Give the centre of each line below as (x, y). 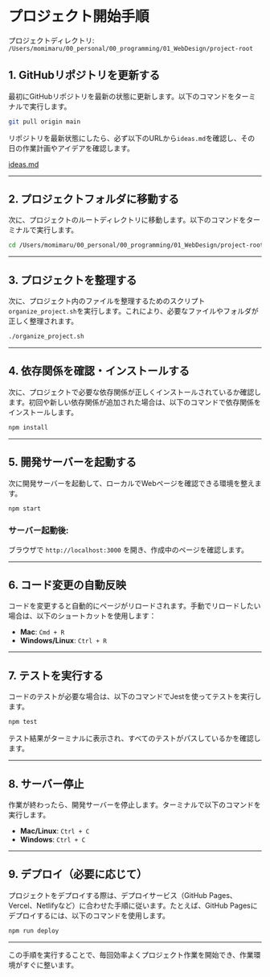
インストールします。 (43, 412)
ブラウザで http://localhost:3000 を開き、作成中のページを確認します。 (129, 550)
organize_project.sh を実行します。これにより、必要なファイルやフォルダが (133, 311)
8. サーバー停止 (46, 784)
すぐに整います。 (50, 965)
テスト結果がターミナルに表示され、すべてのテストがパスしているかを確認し (135, 738)
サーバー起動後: (39, 530)
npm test (23, 722)
